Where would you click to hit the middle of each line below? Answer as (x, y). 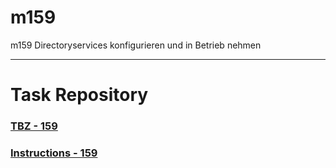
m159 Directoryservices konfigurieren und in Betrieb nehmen (136, 45)
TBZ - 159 (34, 126)
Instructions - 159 (54, 153)
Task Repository (79, 95)
